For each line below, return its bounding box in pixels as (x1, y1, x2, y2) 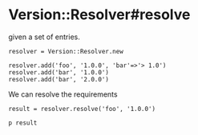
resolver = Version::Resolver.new (8, 47, 124, 55)
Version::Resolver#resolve (8, 6, 191, 24)
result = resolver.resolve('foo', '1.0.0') (8, 105, 156, 113)
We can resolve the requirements (8, 89, 118, 99)
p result (8, 118, 38, 127)
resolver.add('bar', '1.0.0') (8, 68, 110, 77)
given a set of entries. (8, 32, 80, 42)
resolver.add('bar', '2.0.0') (8, 75, 110, 83)
